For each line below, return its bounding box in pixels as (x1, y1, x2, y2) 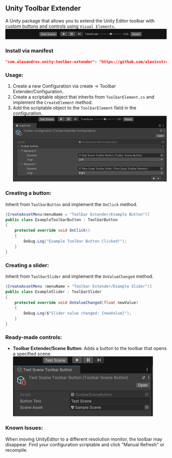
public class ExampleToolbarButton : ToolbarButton (5, 217, 118, 222)
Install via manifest (5, 47, 54, 54)
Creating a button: (5, 189, 52, 197)
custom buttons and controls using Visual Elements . (5, 23, 116, 29)
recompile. (5, 447, 28, 453)
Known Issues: (5, 424, 44, 431)
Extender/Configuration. (12, 89, 64, 95)
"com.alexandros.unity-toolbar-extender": (5, 59, 97, 64)
